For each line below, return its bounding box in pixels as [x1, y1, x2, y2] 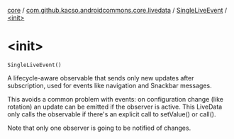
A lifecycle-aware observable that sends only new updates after [7, 73, 194, 82]
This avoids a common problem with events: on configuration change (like [7, 95, 223, 103]
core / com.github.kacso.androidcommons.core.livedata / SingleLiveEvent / [7, 6, 228, 14]
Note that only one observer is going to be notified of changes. [7, 123, 191, 132]
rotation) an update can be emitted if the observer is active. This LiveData [7, 102, 223, 111]
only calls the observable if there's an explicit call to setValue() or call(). [7, 109, 216, 119]
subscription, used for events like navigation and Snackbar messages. [7, 81, 212, 90]
